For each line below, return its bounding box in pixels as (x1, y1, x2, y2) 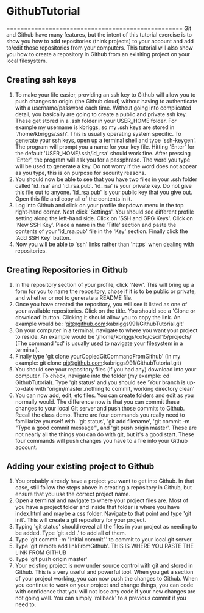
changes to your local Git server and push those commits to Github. (15, 404, 185, 412)
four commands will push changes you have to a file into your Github (15, 437, 188, 444)
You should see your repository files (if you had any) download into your (15, 365, 197, 373)
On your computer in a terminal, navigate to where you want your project (15, 326, 198, 334)
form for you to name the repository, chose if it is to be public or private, (15, 288, 197, 295)
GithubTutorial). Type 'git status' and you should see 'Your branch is (15, 378, 186, 386)
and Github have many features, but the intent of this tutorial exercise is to (6, 31, 192, 38)
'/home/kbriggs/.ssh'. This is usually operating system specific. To (15, 130, 181, 137)
